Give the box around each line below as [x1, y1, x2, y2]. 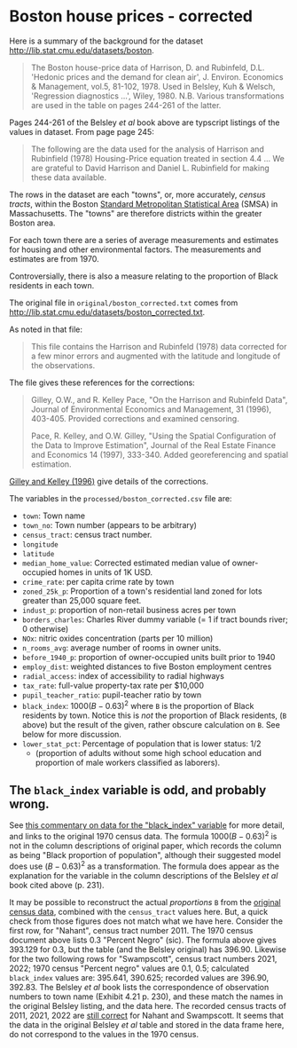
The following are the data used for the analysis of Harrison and [30, 144, 264, 154]
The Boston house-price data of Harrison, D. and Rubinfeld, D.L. [30, 62, 265, 73]
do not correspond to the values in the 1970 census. [9, 1028, 199, 1039]
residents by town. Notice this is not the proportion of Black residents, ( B [21, 710, 287, 721]
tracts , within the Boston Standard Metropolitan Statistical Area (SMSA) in [9, 198, 278, 209]
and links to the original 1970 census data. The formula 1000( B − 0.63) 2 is [9, 830, 277, 842]
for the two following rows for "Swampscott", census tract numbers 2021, [9, 953, 277, 964]
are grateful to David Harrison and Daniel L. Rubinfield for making [30, 162, 270, 173]
